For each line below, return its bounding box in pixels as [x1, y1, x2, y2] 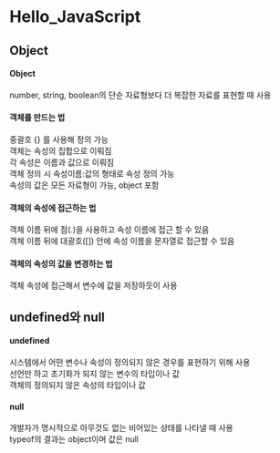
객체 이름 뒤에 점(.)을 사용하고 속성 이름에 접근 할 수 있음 [9, 224, 210, 235]
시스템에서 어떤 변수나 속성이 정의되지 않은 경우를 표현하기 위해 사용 [9, 356, 251, 367]
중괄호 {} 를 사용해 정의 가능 [9, 134, 109, 145]
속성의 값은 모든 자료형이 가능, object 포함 [9, 180, 160, 190]
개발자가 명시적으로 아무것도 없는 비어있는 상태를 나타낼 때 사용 [9, 422, 234, 434]
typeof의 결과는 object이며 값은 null [9, 434, 140, 445]
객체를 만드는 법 [9, 112, 66, 123]
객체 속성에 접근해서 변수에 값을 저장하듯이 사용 [9, 280, 178, 291]
